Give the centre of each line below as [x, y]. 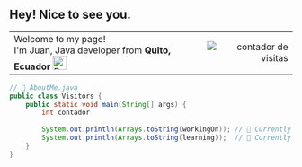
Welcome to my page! [60, 39]
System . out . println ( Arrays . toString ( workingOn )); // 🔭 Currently [167, 129]
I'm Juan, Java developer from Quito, [92, 50]
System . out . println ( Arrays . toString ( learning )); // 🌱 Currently [167, 138]
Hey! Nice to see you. [71, 15]
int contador [66, 113]
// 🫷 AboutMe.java [44, 88]
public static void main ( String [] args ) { [106, 104]
